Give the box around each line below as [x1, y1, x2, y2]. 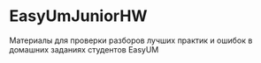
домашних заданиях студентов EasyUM [9, 44, 159, 54]
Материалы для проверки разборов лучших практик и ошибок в [9, 35, 253, 45]
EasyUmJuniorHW [9, 6, 148, 26]
